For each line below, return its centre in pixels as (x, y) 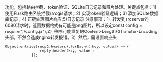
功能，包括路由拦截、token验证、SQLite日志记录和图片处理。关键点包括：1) (81, 7)
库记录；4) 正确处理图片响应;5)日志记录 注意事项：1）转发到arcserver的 (77, 19)
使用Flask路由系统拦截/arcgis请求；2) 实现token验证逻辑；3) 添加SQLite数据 (82, 13)
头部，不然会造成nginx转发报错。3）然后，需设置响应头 (61, 37)
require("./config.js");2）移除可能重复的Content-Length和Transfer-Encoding (81, 31)
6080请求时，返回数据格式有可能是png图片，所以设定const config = (74, 25)
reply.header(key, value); (67, 51)
